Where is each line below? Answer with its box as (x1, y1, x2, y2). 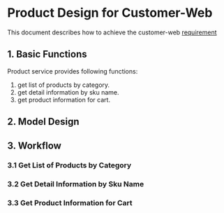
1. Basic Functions (7, 48, 87, 60)
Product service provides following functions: (7, 67, 138, 75)
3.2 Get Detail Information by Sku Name (7, 179, 144, 189)
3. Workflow (7, 139, 61, 151)
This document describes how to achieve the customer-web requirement (7, 28, 218, 36)
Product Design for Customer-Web (7, 5, 213, 21)
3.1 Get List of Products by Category (7, 160, 132, 170)
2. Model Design (7, 116, 80, 128)
